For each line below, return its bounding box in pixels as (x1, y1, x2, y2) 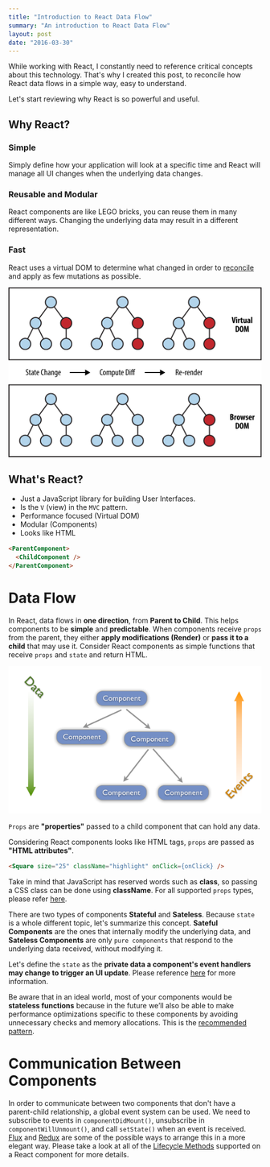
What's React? (8, 473, 84, 486)
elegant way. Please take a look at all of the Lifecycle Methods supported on (8, 1141, 261, 1151)
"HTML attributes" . (8, 846, 74, 855)
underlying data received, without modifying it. (8, 944, 163, 954)
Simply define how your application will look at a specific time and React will (8, 159, 261, 169)
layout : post (8, 30, 52, 38)
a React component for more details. (8, 1150, 129, 1160)
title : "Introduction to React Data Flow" (8, 13, 153, 21)
